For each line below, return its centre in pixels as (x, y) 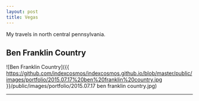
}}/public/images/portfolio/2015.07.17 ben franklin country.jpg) (81, 86)
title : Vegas (22, 17)
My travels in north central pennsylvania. (56, 34)
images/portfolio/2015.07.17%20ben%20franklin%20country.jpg (84, 80)
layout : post (22, 12)
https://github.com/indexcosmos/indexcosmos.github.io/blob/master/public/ (99, 73)
